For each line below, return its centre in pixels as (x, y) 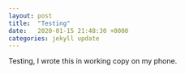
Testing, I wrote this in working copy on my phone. (93, 61)
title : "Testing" (39, 23)
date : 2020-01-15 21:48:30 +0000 (69, 31)
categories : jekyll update (54, 38)
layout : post (30, 16)
